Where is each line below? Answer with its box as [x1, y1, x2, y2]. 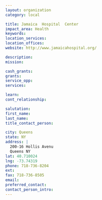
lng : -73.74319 [5, 158, 38, 164]
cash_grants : [5, 69, 33, 74]
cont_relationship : [5, 97, 47, 102]
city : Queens [5, 130, 33, 135]
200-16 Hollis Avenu [10, 144, 54, 149]
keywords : [5, 31, 27, 36]
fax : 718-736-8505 [5, 173, 44, 178]
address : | [5, 139, 29, 145]
